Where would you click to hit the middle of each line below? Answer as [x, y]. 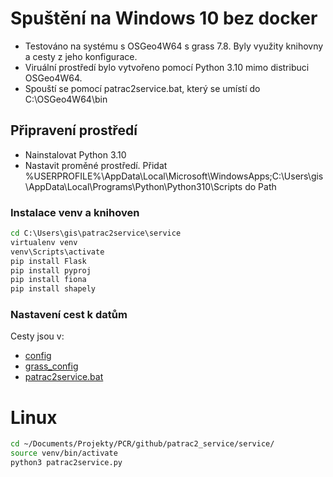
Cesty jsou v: [37, 336]
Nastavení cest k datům [69, 315]
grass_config [51, 366]
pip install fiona [48, 280]
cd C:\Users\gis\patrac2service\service [96, 233]
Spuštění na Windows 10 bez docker [164, 18]
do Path [260, 186]
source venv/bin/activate [64, 453]
